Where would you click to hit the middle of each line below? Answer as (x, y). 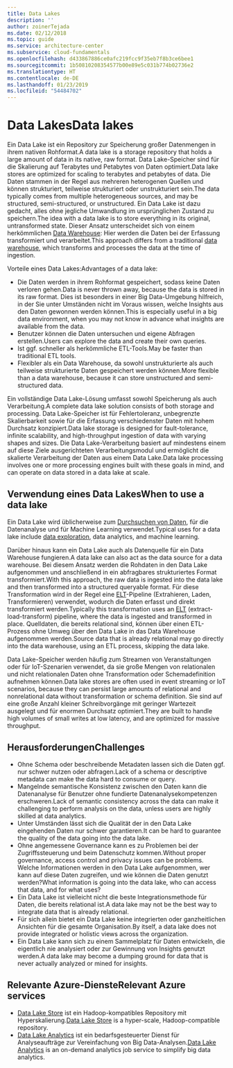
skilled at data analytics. (52, 815)
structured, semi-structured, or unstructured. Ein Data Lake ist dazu (104, 204)
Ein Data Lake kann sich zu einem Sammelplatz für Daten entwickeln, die (121, 941)
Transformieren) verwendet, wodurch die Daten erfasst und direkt (101, 602)
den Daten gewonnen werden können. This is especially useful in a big (117, 312)
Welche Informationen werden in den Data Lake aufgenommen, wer (114, 867)
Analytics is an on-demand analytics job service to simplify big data (114, 1049)
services (27, 996)
